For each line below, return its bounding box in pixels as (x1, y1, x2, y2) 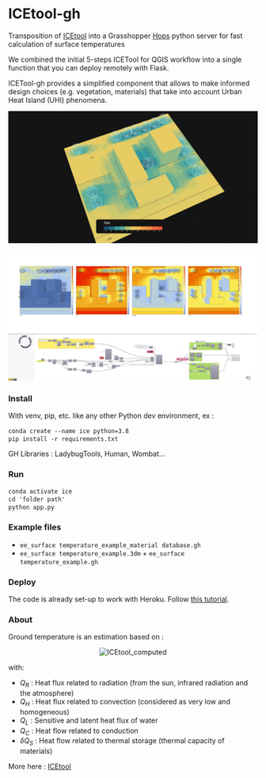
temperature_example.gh (19, 558, 99, 566)
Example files (8, 522, 62, 533)
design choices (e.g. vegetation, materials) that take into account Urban (8, 86, 243, 96)
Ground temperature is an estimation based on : (8, 632, 164, 642)
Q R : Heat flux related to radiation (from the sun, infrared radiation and (19, 678, 249, 689)
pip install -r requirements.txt (8, 435, 119, 443)
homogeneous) (19, 707, 70, 716)
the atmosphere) (19, 689, 74, 698)
